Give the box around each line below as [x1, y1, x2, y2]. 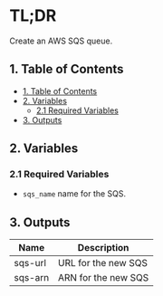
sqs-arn [14, 272, 50, 284]
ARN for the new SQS [57, 272, 149, 284]
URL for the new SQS [57, 257, 148, 270]
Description [77, 242, 129, 254]
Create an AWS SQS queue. [9, 35, 113, 46]
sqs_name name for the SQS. [22, 188, 127, 199]
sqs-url [14, 257, 47, 270]
